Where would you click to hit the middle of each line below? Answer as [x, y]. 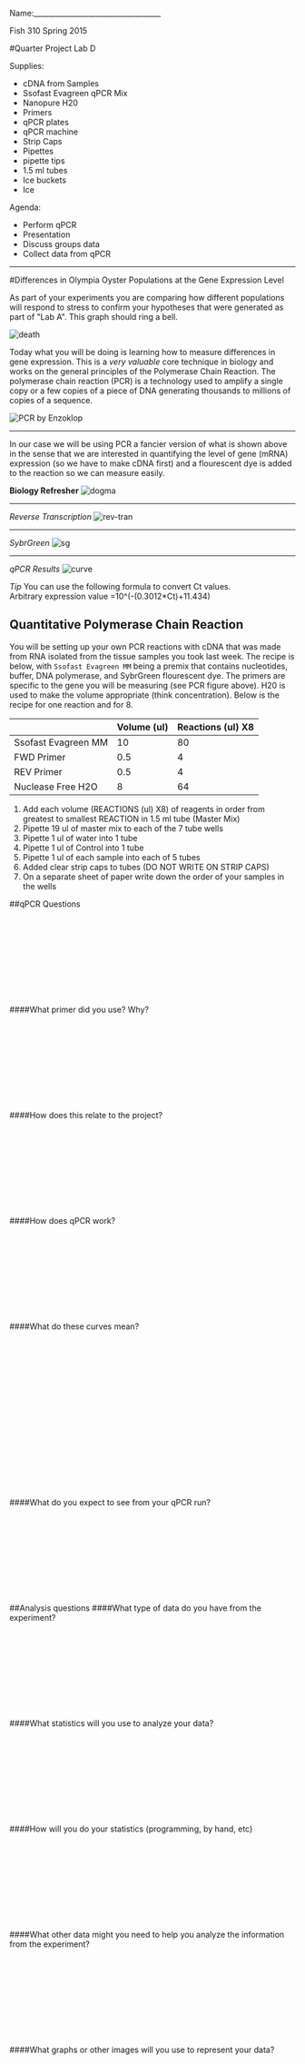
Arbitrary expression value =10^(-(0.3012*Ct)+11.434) [110, 596]
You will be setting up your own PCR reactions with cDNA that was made [145, 646]
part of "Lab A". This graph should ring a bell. [94, 317]
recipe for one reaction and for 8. [71, 704]
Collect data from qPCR [67, 254]
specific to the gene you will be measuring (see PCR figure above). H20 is [148, 685]
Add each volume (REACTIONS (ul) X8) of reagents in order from [143, 809]
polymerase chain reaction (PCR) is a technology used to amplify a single [146, 381]
